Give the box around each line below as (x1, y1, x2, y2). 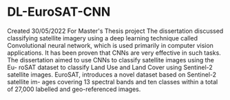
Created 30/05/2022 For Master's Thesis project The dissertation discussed (7, 27, 224, 35)
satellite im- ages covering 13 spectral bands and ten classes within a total (7, 77, 218, 86)
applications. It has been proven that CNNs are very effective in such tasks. (7, 49, 222, 57)
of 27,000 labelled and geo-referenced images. (7, 85, 141, 93)
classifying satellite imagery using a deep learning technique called (7, 34, 198, 42)
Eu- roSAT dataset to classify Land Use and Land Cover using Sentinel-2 (7, 63, 213, 71)
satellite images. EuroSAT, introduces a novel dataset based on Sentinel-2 (7, 70, 217, 79)
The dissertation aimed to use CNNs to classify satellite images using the (7, 55, 215, 64)
